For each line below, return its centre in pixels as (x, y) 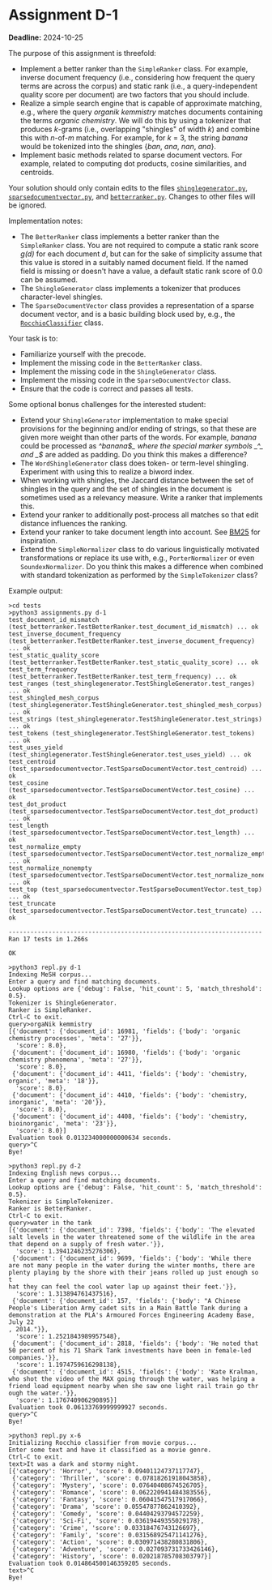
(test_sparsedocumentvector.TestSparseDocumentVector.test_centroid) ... (136, 769)
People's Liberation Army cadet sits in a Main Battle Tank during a (128, 1308)
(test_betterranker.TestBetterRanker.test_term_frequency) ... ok (123, 676)
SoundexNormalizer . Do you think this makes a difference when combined (142, 566)
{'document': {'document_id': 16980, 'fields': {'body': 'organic (126, 1052)
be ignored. (28, 205)
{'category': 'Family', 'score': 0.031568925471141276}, (110, 1535)
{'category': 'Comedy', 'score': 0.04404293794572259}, (108, 1514)
